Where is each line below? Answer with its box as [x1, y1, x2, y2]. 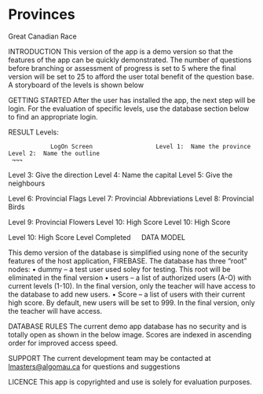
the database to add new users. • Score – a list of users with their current [8, 289, 246, 299]
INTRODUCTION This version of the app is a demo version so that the [8, 46, 233, 56]
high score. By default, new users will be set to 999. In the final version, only [8, 297, 255, 307]
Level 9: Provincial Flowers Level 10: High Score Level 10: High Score [8, 217, 231, 226]
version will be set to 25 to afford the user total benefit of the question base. [8, 72, 254, 81]
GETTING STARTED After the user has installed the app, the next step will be [8, 95, 256, 105]
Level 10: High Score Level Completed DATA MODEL [8, 232, 186, 241]
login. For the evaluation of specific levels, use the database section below [8, 104, 250, 113]
